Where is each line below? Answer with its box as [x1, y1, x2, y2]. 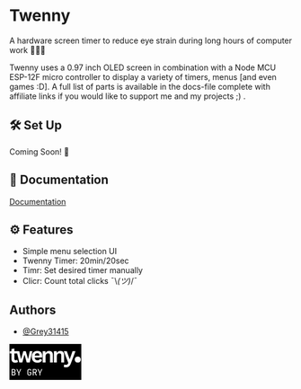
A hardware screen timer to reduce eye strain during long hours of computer [9, 35, 293, 46]
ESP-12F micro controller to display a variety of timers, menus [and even [9, 71, 277, 82]
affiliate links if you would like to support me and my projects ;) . [9, 91, 246, 102]
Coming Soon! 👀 [9, 146, 70, 157]
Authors [9, 302, 57, 317]
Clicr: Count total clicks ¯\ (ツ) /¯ [22, 276, 137, 287]
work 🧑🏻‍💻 [9, 44, 47, 55]
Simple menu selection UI [22, 246, 118, 257]
